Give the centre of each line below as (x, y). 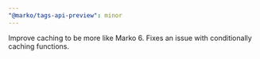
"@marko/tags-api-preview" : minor (66, 15)
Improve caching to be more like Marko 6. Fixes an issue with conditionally (130, 38)
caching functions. (39, 46)
